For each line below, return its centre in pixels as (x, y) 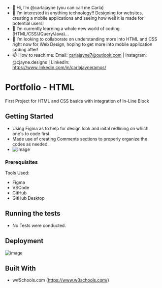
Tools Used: (17, 173)
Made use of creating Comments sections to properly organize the (80, 139)
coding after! (25, 50)
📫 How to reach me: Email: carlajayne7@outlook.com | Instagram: (80, 55)
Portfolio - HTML (40, 88)
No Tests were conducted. (39, 225)
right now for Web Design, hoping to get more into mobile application (82, 44)
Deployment (24, 241)
